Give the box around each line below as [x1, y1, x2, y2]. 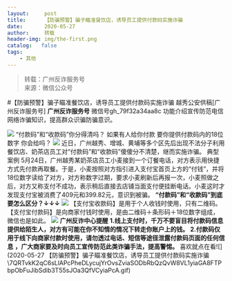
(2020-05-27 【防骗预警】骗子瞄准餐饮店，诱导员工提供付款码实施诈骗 [7, 251, 209, 259]
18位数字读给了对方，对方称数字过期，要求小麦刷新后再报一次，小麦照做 [7, 173, 213, 182]
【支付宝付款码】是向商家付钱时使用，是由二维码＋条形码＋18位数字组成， [7, 208, 220, 216]
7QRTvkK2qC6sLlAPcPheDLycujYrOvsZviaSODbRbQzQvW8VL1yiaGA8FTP [9, 258, 222, 267]
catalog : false [7, 42, 57, 49]
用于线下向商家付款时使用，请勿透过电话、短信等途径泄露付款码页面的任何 [7, 233, 219, 242]
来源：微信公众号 [23, 84, 73, 92]
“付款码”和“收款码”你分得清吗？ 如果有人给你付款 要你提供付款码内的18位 [15, 130, 224, 138]
